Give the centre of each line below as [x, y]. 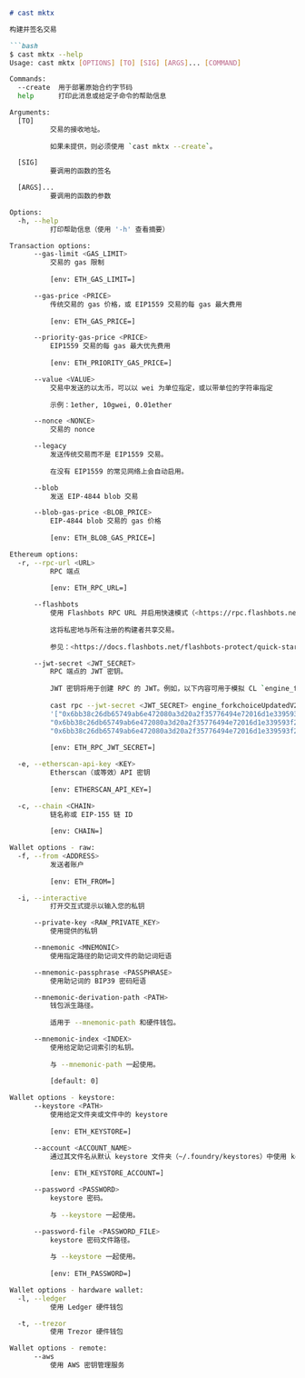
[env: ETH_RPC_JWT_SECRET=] [103, 748]
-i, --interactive [53, 898]
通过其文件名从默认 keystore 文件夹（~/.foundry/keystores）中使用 [168, 1156]
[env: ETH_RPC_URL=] [89, 588]
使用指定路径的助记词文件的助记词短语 [111, 956]
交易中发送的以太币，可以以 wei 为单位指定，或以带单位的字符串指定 [162, 388]
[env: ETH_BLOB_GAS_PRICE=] [103, 538]
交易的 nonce [72, 430]
